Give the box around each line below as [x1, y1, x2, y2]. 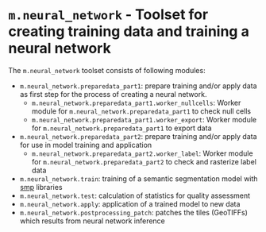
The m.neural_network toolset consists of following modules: [8, 65, 206, 75]
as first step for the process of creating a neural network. [19, 89, 207, 99]
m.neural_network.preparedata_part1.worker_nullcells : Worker [31, 98, 241, 107]
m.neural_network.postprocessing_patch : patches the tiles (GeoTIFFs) [19, 207, 249, 217]
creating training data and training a [8, 22, 250, 41]
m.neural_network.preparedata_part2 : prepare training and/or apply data [19, 131, 257, 141]
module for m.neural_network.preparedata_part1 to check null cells [31, 106, 252, 116]
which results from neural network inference [19, 216, 165, 226]
